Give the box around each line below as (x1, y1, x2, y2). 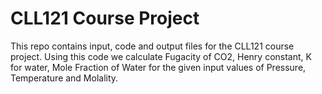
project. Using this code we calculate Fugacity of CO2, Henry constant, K (10, 50, 312, 62)
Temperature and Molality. (10, 72, 119, 84)
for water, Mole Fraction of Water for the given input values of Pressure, (10, 61, 307, 73)
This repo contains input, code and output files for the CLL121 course (10, 40, 295, 52)
